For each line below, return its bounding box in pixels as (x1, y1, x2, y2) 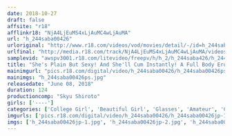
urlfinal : (7, 49, 36, 56)
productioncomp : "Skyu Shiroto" (7, 93, 100, 100)
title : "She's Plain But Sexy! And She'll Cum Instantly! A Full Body (7, 61, 215, 68)
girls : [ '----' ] (7, 100, 54, 106)
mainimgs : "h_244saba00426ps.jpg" (7, 73, 107, 81)
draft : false (7, 16, 45, 23)
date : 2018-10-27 (7, 10, 57, 17)
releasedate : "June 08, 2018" (7, 80, 95, 87)
